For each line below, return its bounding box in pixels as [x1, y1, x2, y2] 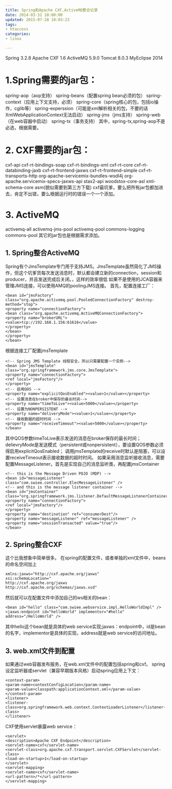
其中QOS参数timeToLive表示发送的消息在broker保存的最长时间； [5, 435, 141, 441]
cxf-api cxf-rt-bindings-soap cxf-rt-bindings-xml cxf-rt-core [5, 161, 133, 168]
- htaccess [5, 27, 29, 32]
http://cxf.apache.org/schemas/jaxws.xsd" [5, 585, 97, 590]
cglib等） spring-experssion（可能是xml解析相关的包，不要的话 [14, 105, 148, 111]
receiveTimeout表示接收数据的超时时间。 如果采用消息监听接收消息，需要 [9, 454, 165, 461]
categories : [5, 31, 31, 36]
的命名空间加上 [5, 561, 37, 567]
